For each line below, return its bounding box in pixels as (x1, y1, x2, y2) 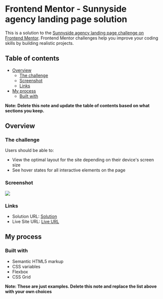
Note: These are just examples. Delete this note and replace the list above (5, 283, 157, 289)
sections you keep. (5, 108, 45, 113)
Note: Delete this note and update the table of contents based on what (5, 102, 150, 108)
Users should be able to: (5, 148, 54, 153)
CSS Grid (12, 274, 31, 280)
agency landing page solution (5, 14, 127, 25)
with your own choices (5, 288, 52, 294)
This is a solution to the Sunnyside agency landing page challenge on (5, 30, 144, 36)
